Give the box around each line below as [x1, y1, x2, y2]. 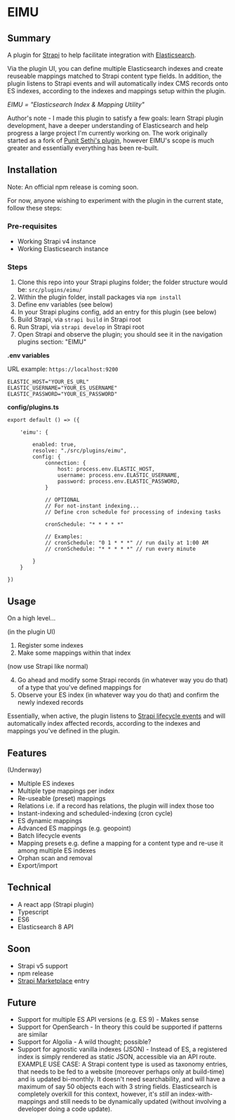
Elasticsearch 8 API [17, 922, 74, 931]
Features [7, 747, 47, 759]
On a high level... [7, 614, 56, 622]
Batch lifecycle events [17, 832, 81, 840]
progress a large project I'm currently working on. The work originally [7, 129, 208, 137]
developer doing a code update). [17, 1105, 112, 1113]
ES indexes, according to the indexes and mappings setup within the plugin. [7, 87, 227, 95]
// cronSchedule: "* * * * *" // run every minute [44, 545, 196, 553]
